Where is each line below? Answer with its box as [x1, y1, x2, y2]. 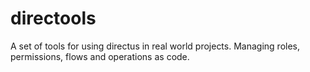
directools [10, 7, 97, 30]
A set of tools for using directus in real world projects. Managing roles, [10, 40, 300, 52]
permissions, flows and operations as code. [10, 50, 190, 62]
